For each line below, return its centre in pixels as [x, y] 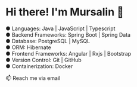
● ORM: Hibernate [28, 47]
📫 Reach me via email [33, 78]
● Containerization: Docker [39, 66]
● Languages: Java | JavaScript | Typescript [60, 28]
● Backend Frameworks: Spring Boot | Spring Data [68, 34]
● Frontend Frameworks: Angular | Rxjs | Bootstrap [68, 53]
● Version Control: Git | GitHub [43, 60]
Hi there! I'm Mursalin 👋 [65, 12]
